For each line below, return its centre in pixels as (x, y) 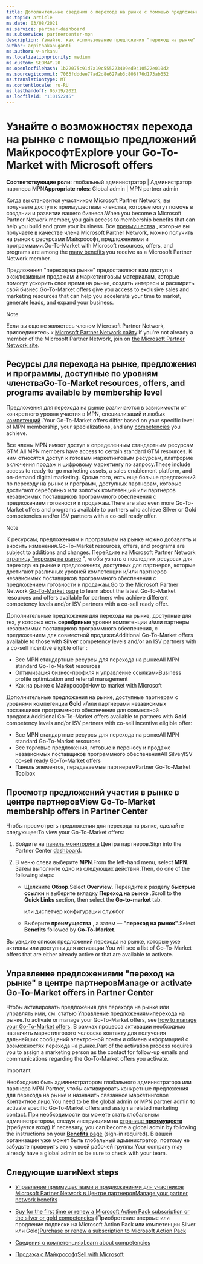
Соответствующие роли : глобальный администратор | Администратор (99, 182)
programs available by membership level (84, 393)
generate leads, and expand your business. (60, 302)
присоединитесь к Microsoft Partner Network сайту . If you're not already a (100, 332)
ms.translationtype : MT (36, 79)
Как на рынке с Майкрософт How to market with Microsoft (88, 685)
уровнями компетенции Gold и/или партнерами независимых (86, 703)
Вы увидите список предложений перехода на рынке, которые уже (93, 942)
